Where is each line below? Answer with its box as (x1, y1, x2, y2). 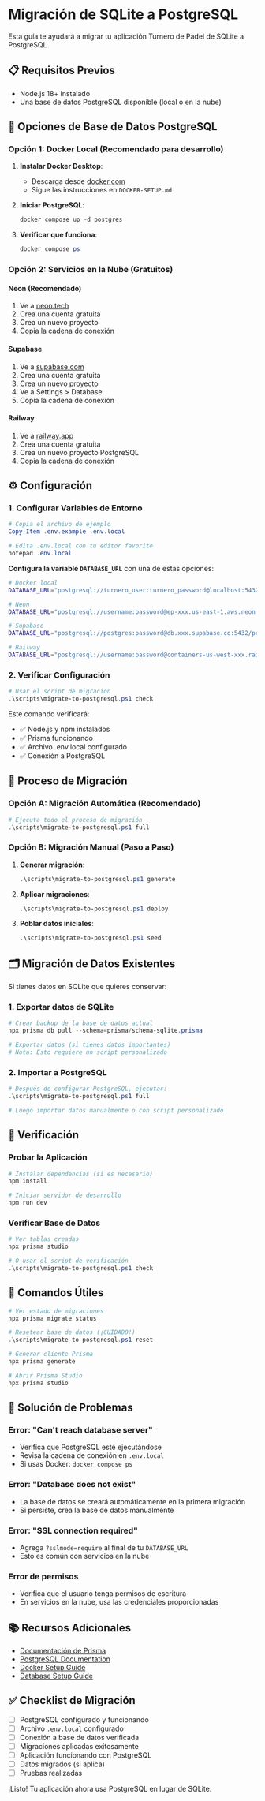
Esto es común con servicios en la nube (19, 1551, 150, 1560)
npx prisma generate (8, 1358, 77, 1366)
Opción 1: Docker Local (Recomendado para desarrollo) (8, 144, 224, 155)
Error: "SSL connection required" (8, 1525, 138, 1536)
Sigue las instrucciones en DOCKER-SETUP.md (31, 185, 172, 195)
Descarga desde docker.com (31, 177, 126, 186)
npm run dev (8, 1199, 47, 1207)
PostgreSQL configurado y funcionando (19, 1714, 150, 1724)
